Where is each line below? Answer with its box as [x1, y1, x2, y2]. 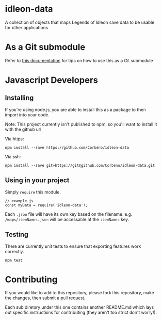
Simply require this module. [5, 189, 61, 195]
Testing [5, 230, 29, 239]
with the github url [5, 126, 42, 132]
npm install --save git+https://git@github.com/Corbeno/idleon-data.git [5, 163, 155, 168]
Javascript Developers [5, 75, 98, 86]
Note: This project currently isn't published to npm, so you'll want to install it [5, 121, 157, 127]
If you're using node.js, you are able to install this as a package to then [5, 107, 146, 112]
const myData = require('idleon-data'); [5, 203, 88, 208]
